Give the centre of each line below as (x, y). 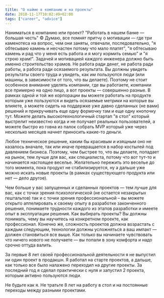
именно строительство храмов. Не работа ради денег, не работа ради (79, 64)
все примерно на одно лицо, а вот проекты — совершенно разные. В (78, 90)
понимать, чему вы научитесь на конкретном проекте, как (67, 219)
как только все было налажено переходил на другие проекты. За (74, 265)
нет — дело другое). (26, 178)
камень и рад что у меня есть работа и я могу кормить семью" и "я (76, 54)
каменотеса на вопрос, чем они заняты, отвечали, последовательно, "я (81, 43)
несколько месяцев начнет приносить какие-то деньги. (64, 132)
